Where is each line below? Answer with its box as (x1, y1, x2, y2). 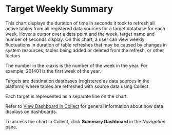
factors (5, 52, 21, 59)
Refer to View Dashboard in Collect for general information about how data (5, 103, 163, 109)
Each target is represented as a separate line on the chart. (5, 93, 128, 99)
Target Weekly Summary (5, 3, 113, 15)
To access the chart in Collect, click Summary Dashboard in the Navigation (5, 118, 166, 124)
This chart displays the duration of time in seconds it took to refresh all (5, 20, 155, 26)
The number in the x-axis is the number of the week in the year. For (5, 62, 148, 69)
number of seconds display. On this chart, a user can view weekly (5, 36, 145, 42)
